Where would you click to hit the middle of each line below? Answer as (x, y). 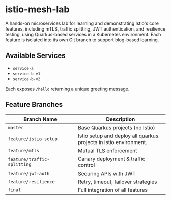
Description (121, 119)
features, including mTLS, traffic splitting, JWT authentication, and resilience (85, 28)
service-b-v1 (26, 74)
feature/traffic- (29, 159)
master (16, 127)
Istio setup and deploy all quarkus (118, 136)
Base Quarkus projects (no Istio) (117, 127)
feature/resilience (31, 181)
